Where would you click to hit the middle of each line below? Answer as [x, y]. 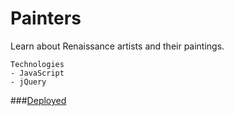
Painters [46, 18]
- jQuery [28, 82]
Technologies [37, 64]
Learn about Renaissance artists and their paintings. [117, 46]
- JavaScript [37, 73]
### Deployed [38, 100]
